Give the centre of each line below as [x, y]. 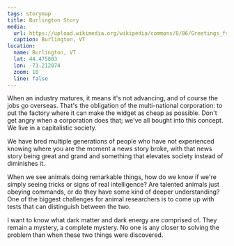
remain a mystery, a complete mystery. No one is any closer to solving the [113, 228]
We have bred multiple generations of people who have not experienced [111, 141]
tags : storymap [29, 14]
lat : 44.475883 [36, 59]
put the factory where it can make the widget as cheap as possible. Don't [112, 113]
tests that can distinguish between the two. [69, 207]
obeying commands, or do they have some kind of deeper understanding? [114, 192]
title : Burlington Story [43, 20]
